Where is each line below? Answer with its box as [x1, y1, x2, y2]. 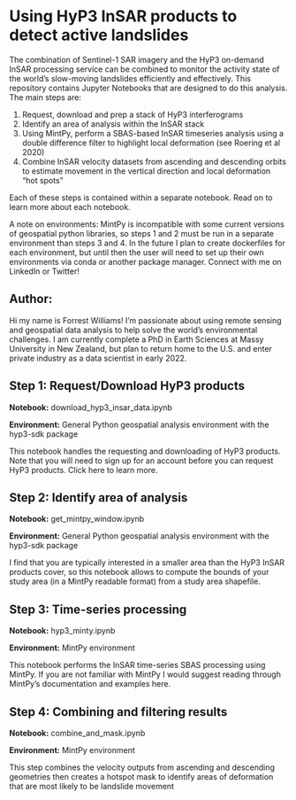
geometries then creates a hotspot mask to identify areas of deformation [9, 772, 274, 781]
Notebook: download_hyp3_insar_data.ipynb [9, 401, 172, 413]
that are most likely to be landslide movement [9, 781, 175, 791]
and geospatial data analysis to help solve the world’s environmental [9, 324, 258, 335]
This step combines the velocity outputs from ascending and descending [9, 762, 276, 773]
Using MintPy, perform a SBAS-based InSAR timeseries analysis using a [21, 128, 285, 138]
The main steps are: [9, 91, 82, 103]
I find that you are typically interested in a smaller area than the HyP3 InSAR [9, 557, 285, 568]
